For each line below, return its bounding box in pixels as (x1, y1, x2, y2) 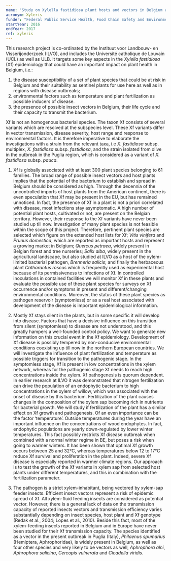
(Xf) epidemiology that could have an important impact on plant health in (6, 62, 158, 67)
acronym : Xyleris (6, 12, 43, 17)
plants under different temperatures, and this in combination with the (13, 470, 157, 475)
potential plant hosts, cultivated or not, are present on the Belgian (13, 210, 150, 216)
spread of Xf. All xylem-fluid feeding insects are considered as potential (13, 496, 163, 501)
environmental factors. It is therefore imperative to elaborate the (6, 136, 140, 141)
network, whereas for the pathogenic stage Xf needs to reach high (13, 367, 153, 372)
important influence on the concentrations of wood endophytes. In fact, (13, 421, 163, 426)
